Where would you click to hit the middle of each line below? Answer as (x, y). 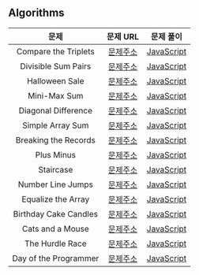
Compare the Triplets (55, 51)
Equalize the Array (56, 199)
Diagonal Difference (56, 110)
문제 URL (123, 36)
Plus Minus (56, 154)
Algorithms (36, 13)
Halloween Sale (55, 80)
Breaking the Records (56, 139)
